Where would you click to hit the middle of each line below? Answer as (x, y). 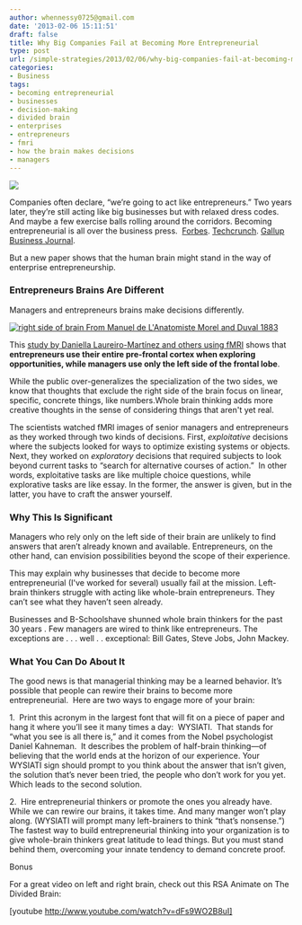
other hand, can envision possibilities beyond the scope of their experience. (150, 556)
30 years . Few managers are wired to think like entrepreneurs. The (133, 629)
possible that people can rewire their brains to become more (121, 691)
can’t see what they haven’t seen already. (86, 602)
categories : (31, 68)
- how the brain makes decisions (72, 151)
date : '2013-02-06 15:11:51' (64, 26)
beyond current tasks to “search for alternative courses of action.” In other (148, 465)
